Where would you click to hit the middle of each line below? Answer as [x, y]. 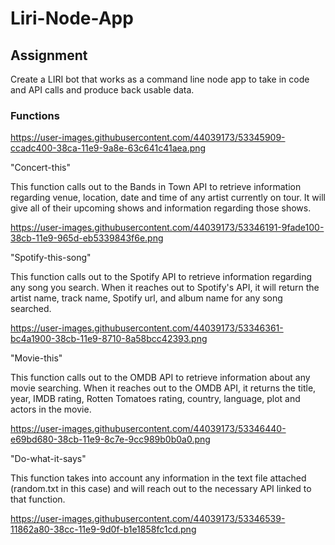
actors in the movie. [51, 409]
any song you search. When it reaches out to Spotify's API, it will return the [165, 288]
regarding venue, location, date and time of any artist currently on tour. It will [168, 198]
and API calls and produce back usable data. [102, 90]
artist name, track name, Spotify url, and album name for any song [146, 298]
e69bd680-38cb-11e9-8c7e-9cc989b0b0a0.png [110, 439]
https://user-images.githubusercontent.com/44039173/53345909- [148, 138]
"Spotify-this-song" [51, 258]
